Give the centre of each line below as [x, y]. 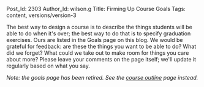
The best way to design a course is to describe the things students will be [100, 27]
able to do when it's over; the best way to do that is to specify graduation [99, 33]
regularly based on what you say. [48, 66]
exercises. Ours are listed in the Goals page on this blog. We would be [95, 40]
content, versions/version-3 [41, 15]
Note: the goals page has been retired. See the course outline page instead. [102, 78]
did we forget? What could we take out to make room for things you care [98, 53]
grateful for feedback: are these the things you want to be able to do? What [101, 46]
